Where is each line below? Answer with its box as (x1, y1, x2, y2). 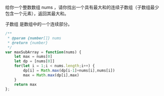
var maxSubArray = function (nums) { (5, 49, 81, 55)
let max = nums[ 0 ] (14, 54, 52, 59)
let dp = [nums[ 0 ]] (14, 59, 55, 64)
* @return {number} (7, 40, 48, 45)
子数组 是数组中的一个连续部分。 (5, 21, 72, 27)
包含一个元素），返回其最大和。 (5, 10, 69, 16)
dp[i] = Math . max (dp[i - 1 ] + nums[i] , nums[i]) (23, 68, 115, 73)
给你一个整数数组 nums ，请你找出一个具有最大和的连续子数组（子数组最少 (5, 4, 159, 10)
